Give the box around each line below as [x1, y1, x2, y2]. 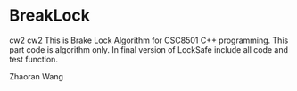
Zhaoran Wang [9, 70, 64, 81]
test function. [9, 54, 58, 64]
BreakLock [9, 5, 91, 26]
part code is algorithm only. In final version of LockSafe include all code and [9, 44, 288, 54]
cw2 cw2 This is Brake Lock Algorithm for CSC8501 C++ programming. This [9, 35, 289, 45]
